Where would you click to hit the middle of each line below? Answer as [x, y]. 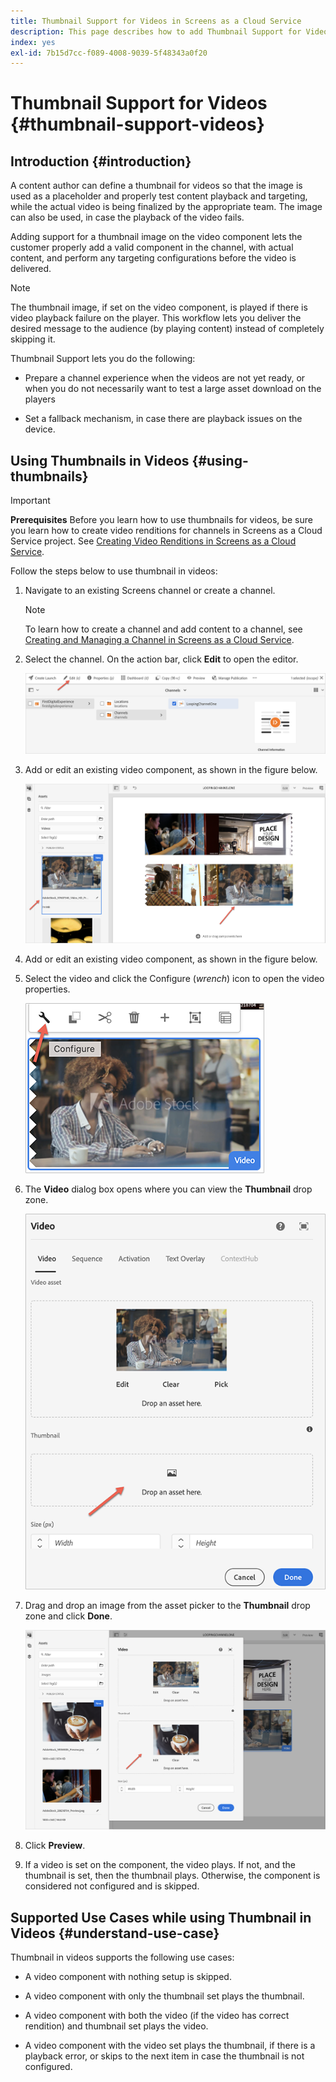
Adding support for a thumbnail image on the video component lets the [156, 237]
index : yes [33, 42]
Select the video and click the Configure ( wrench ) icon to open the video [174, 978]
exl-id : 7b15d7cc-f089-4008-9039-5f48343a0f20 [109, 53]
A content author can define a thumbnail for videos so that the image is [156, 186]
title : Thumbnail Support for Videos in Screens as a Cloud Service [156, 21]
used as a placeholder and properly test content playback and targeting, [159, 196]
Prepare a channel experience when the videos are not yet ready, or [165, 378]
